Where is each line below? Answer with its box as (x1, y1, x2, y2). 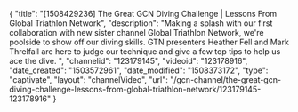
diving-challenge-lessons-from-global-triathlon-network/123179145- (9, 84, 262, 94)
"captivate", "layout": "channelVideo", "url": (9, 75, 169, 84)
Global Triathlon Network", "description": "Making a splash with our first (9, 18, 273, 28)
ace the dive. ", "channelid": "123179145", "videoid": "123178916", (9, 56, 248, 66)
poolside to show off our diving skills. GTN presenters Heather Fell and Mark (9, 36, 289, 47)
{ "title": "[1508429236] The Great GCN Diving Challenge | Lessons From (9, 9, 278, 19)
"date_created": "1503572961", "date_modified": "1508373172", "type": (9, 65, 269, 76)
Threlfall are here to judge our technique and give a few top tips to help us (9, 46, 281, 57)
